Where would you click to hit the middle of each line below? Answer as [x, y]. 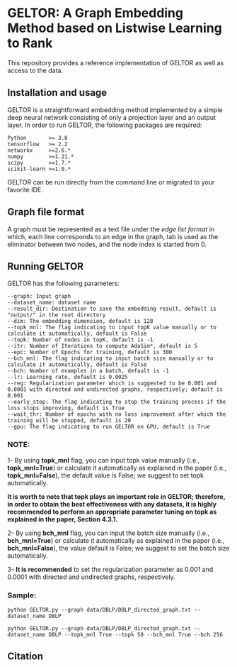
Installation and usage [57, 93]
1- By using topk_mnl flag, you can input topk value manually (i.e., [104, 460]
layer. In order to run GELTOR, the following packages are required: [105, 125]
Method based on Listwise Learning [115, 28]
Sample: [22, 595]
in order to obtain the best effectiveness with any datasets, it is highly [112, 504]
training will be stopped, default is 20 [69, 421]
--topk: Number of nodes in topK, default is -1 [80, 340]
